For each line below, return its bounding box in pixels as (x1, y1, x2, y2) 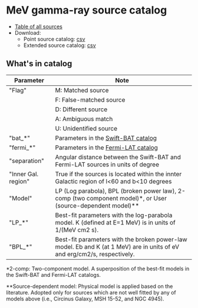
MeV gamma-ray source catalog (6, 4, 167, 17)
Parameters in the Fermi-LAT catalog (55, 143, 158, 152)
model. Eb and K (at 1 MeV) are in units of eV (55, 242, 180, 250)
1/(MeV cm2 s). (55, 226, 99, 234)
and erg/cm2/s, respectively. (55, 250, 135, 258)
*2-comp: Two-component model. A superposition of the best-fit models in (6, 265, 190, 272)
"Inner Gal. (9, 170, 39, 178)
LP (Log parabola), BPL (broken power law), (55, 186, 177, 195)
